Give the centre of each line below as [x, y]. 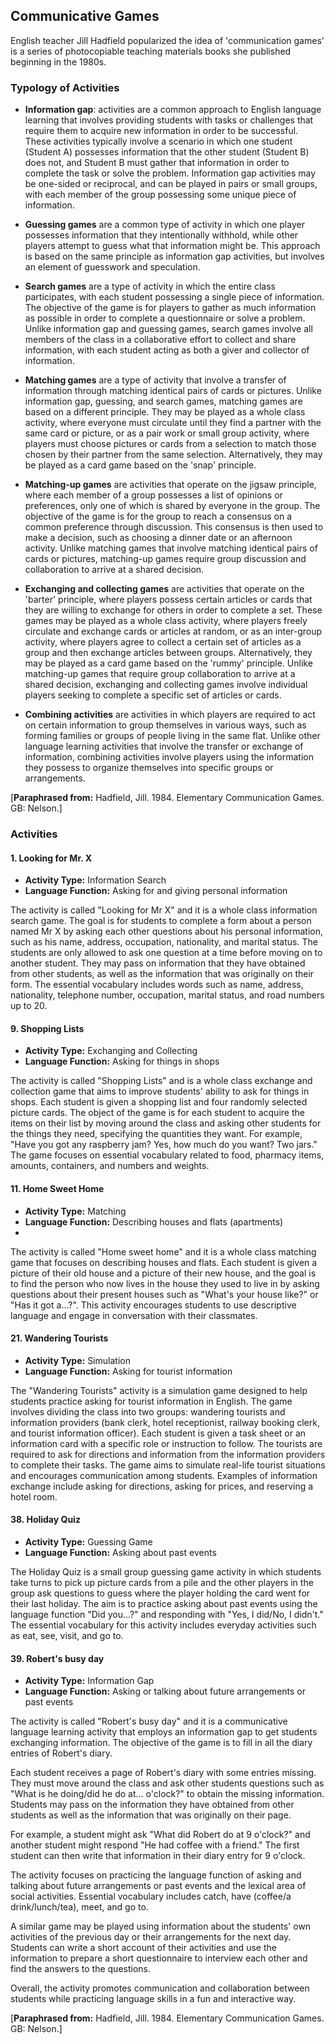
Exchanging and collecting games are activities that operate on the [164, 589]
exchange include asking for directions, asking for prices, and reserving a [162, 1486]
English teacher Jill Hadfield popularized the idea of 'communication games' [167, 40]
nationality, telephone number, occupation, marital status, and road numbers [167, 995]
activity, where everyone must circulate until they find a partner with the [173, 423]
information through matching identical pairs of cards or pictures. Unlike [173, 391]
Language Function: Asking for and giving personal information [156, 891]
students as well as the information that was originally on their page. [151, 1815]
